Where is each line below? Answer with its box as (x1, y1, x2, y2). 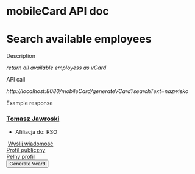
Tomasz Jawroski (6, 114, 60, 123)
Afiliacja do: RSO (15, 128, 58, 136)
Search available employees (6, 32, 152, 46)
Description (6, 52, 35, 60)
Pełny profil (6, 153, 35, 161)
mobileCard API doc (6, 4, 110, 18)
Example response (6, 99, 53, 107)
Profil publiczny (6, 147, 46, 154)
